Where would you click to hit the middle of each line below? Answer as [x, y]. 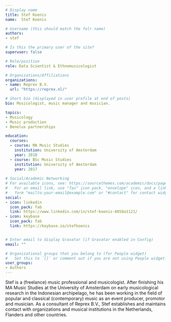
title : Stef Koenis [26, 15]
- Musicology [19, 117]
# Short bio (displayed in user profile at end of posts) [68, 99]
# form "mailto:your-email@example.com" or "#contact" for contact [81, 193]
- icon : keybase [22, 217]
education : [17, 136]
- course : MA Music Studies [40, 146]
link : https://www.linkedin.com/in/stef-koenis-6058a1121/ [74, 212]
